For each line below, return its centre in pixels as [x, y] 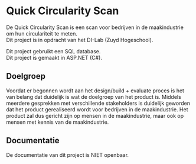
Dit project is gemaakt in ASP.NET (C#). [54, 57]
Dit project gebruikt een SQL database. [53, 51]
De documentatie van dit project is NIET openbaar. [67, 155]
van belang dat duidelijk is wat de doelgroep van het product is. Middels [94, 97]
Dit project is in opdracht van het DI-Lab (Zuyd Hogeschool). [80, 40]
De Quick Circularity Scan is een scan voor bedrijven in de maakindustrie [95, 27]
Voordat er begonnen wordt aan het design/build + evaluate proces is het [95, 91]
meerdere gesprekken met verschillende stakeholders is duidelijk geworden [98, 103]
